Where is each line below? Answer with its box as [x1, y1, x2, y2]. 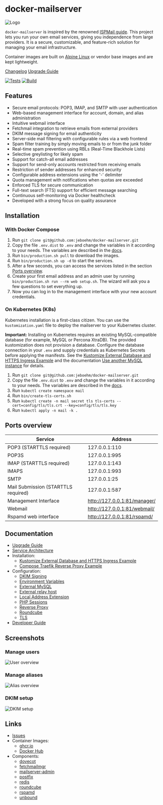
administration [12, 115, 41, 121]
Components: [12, 754, 40, 759]
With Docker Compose [5, 226, 60, 233]
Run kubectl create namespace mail [12, 387, 84, 393]
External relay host [19, 589, 57, 595]
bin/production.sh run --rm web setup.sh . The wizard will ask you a [12, 278, 150, 285]
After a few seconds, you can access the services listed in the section [12, 263, 152, 269]
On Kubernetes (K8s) [5, 306, 56, 313]
